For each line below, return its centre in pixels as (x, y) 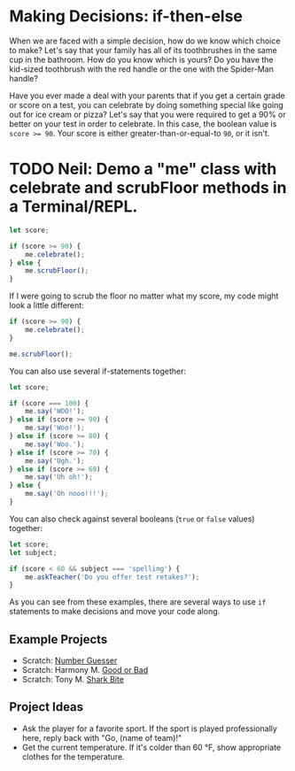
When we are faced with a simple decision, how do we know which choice (145, 41)
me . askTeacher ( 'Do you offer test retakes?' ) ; (113, 577)
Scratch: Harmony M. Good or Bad (85, 670)
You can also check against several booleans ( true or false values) (132, 519)
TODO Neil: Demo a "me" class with (143, 169)
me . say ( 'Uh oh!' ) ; (59, 477)
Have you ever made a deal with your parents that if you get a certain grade (147, 96)
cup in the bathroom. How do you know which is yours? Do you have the (141, 59)
